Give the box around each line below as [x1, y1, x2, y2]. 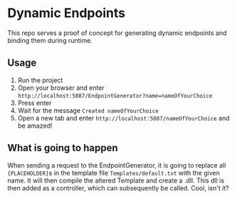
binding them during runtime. [7, 36, 93, 44]
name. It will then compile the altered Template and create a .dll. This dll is [7, 176, 225, 185]
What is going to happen [7, 142, 118, 154]
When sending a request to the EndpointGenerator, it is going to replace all [7, 160, 226, 169]
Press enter [17, 98, 52, 107]
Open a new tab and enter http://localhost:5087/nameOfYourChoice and [17, 113, 230, 122]
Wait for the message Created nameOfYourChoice [17, 106, 159, 115]
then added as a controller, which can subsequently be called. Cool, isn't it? [7, 183, 229, 192]
